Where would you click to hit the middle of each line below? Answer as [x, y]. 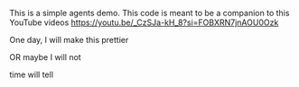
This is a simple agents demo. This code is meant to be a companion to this [149, 13]
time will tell [32, 74]
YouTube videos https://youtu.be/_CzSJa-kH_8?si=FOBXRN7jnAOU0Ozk [144, 22]
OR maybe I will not [45, 57]
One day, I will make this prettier [69, 40]
